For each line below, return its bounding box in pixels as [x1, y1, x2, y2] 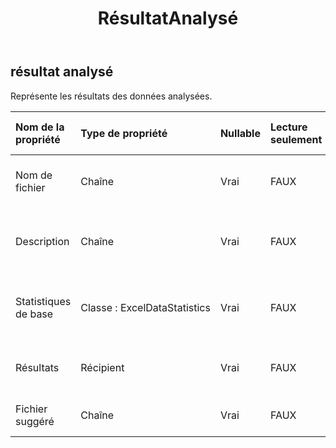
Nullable [219, 126, 261, 140]
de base [15, 307, 54, 321]
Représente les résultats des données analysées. [10, 90, 213, 102]
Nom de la [15, 120, 65, 134]
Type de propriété [80, 126, 168, 140]
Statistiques [15, 294, 72, 308]
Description [15, 234, 70, 248]
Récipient [80, 360, 125, 374]
